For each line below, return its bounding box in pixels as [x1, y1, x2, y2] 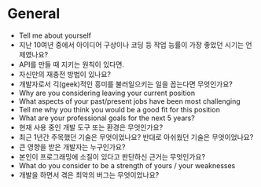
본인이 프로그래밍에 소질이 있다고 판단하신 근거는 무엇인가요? [18, 152, 206, 161]
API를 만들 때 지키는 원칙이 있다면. [18, 60, 125, 69]
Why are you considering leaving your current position [18, 88, 196, 97]
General [7, 5, 61, 23]
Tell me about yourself [18, 31, 92, 40]
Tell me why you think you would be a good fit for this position [18, 104, 221, 114]
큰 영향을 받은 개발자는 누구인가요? [18, 142, 126, 152]
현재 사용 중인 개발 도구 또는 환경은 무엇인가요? [18, 123, 164, 132]
